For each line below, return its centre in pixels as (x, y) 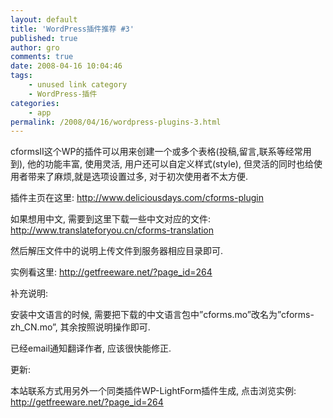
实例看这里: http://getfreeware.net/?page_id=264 (111, 272)
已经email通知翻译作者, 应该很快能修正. (91, 348)
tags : (21, 76)
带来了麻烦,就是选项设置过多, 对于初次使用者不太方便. (138, 177)
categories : (35, 103)
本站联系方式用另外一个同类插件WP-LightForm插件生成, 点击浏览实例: (153, 391)
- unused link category (78, 85)
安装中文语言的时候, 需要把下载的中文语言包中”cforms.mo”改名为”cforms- (162, 315)
